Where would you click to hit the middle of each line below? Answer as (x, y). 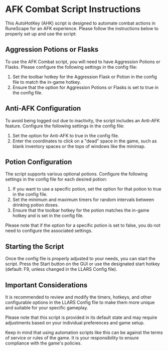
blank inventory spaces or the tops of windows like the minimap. (79, 146)
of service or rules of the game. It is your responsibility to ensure (72, 338)
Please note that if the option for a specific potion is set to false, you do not (83, 225)
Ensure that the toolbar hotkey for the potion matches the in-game (81, 210)
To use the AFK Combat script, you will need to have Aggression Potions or (83, 62)
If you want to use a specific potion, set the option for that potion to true (87, 189)
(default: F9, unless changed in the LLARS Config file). (61, 269)
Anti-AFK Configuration (43, 109)
